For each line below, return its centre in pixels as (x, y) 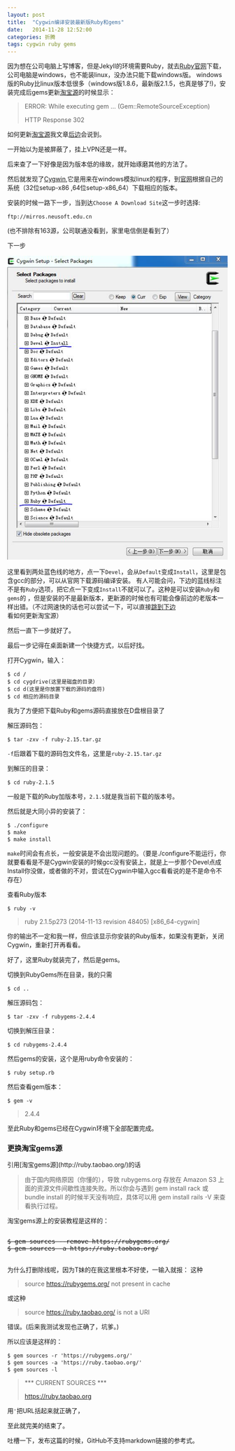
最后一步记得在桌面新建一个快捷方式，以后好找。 (78, 645)
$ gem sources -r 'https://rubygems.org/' (70, 1356)
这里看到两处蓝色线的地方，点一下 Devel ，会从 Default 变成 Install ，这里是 (114, 572)
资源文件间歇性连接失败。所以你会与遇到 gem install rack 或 (122, 1188)
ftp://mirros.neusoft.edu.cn (50, 217)
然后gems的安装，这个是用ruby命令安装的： (71, 1059)
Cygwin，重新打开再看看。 (46, 944)
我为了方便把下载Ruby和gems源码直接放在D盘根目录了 (86, 710)
